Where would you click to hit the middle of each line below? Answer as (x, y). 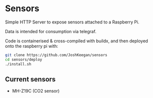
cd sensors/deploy (24, 59)
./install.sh (18, 64)
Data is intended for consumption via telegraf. (51, 31)
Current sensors (30, 79)
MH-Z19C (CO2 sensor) (36, 91)
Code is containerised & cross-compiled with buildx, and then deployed (76, 41)
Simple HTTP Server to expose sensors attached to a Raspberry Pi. (72, 22)
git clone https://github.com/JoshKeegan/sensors (56, 55)
